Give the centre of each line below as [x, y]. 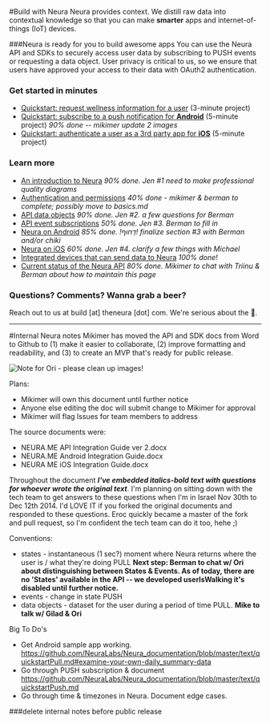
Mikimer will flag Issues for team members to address [109, 416]
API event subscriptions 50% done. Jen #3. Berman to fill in [119, 223]
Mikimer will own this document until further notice [105, 399]
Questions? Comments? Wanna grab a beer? [98, 295]
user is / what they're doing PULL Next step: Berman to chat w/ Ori [132, 562]
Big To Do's [28, 628]
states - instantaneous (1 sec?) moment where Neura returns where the [139, 554]
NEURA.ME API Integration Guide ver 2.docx [94, 447]
